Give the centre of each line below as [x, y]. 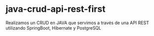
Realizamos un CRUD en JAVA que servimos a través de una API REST [77, 23]
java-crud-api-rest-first [56, 9]
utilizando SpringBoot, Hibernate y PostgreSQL [53, 28]
